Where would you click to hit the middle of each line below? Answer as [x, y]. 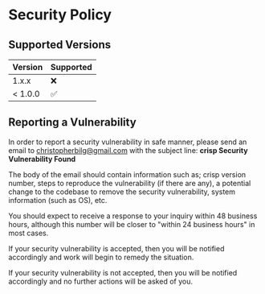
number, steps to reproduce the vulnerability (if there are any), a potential [130, 183]
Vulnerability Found [42, 159]
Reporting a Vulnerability [72, 122]
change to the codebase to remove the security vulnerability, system [122, 192]
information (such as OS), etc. [58, 200]
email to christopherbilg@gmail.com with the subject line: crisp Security [128, 150]
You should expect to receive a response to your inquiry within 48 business [133, 216]
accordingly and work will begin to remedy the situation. [101, 257]
